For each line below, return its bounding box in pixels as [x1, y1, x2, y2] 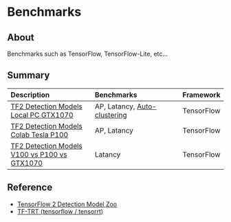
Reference [7, 181, 53, 193]
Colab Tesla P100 [10, 130, 69, 140]
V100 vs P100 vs [10, 149, 67, 159]
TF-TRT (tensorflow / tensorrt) [16, 207, 104, 215]
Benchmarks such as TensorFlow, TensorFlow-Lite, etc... [7, 49, 168, 58]
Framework [182, 90, 221, 100]
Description [10, 90, 50, 100]
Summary [7, 69, 50, 81]
